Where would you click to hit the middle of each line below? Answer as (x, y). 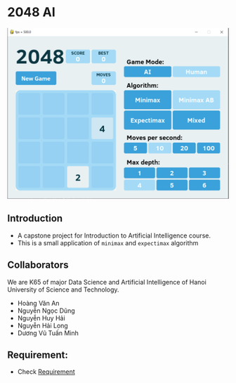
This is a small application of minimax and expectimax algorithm (108, 242)
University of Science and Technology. (63, 290)
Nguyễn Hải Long (42, 325)
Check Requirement (46, 372)
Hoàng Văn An (38, 303)
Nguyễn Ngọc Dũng (46, 311)
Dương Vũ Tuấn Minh (48, 333)
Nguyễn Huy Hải (41, 318)
